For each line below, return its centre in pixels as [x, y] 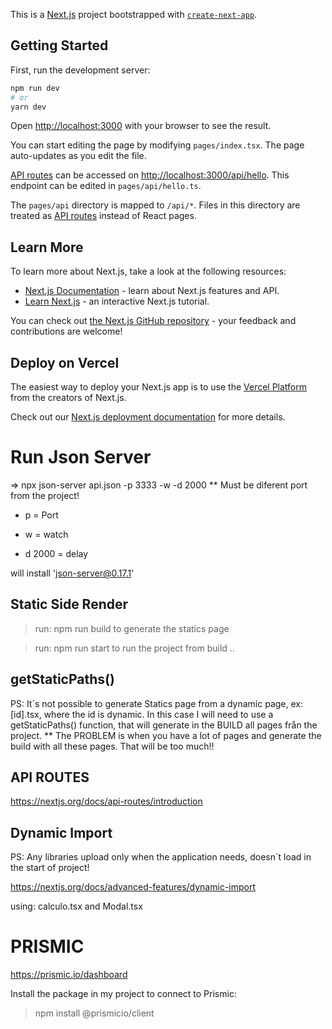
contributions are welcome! [66, 331]
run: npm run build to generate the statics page [132, 628]
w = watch [46, 534]
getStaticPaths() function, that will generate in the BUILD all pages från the [164, 725]
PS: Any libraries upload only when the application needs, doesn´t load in [161, 857]
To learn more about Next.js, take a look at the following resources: [148, 271]
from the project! [45, 495]
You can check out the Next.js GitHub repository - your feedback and [153, 321]
